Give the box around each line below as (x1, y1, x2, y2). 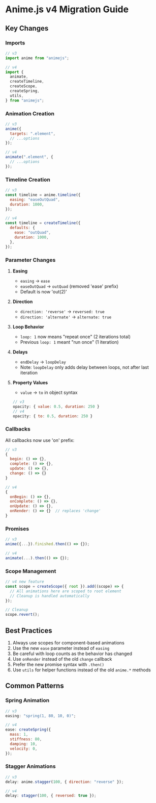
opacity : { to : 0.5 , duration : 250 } (12, 413, 93, 419)
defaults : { (10, 225, 36, 231)
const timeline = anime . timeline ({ (5, 192, 81, 197)
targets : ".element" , (10, 131, 56, 136)
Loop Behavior (12, 323, 44, 330)
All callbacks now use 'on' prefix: (5, 437, 75, 443)
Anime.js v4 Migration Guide (5, 4, 129, 15)
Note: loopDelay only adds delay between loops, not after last (20, 364, 149, 370)
